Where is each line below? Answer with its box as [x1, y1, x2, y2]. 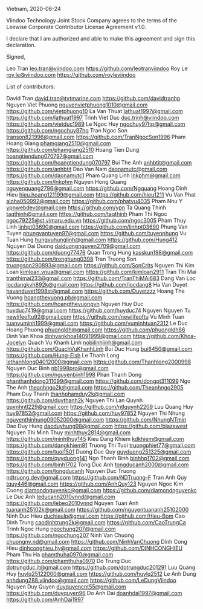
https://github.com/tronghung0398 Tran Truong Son [6, 255, 137, 262]
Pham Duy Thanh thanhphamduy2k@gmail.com [6, 390, 126, 397]
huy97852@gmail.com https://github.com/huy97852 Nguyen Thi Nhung [6, 409, 185, 417]
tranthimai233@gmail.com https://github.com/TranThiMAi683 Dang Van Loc [6, 275, 196, 282]
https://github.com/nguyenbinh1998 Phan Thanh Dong [6, 371, 142, 378]
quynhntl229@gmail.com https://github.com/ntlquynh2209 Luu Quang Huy [6, 403, 193, 410]
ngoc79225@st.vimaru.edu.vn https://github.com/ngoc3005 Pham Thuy [6, 217, 187, 224]
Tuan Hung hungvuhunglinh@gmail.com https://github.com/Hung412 [6, 236, 178, 243]
